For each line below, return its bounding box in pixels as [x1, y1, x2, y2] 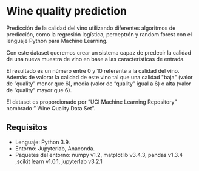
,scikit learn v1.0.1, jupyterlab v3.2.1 [15, 158, 103, 165]
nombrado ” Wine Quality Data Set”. [6, 104, 96, 112]
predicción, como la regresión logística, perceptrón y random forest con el [6, 30, 192, 38]
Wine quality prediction [6, 4, 127, 18]
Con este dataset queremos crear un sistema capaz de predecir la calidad [6, 49, 191, 56]
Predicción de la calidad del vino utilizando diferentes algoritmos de [6, 24, 176, 32]
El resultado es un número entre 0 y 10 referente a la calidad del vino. [6, 67, 180, 74]
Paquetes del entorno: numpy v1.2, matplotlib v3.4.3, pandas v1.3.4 [15, 151, 183, 158]
